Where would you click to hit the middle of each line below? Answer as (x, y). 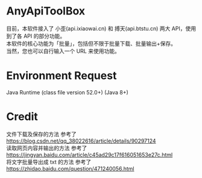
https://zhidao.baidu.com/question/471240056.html (70, 168)
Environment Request (62, 76)
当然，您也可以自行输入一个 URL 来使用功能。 (63, 51)
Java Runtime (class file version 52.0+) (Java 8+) (67, 92)
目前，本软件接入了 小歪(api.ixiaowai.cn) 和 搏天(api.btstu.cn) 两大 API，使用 (101, 28)
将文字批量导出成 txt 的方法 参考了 (49, 162)
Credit (22, 117)
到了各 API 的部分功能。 (36, 36)
